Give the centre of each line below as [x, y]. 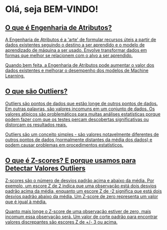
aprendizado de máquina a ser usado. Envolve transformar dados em [76, 50]
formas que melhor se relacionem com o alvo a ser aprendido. [69, 55]
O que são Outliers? [36, 92]
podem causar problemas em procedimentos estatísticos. [64, 145]
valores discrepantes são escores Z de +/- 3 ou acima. [62, 222]
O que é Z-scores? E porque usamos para [71, 161]
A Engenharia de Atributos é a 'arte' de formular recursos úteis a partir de [81, 39]
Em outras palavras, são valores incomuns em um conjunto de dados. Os [80, 109]
